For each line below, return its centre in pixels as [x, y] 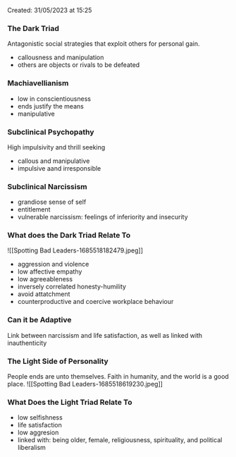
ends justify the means [51, 106]
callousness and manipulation [61, 57]
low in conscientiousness [54, 99]
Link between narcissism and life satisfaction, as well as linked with [105, 335]
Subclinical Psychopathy [51, 132]
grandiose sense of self [52, 202]
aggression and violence [53, 264]
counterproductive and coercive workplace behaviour [95, 302]
